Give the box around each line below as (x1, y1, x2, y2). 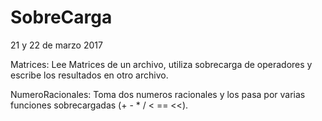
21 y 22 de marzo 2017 (10, 39, 103, 51)
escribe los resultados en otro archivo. (10, 69, 169, 81)
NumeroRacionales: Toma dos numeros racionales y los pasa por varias (10, 88, 306, 100)
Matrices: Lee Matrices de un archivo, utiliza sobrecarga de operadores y (10, 58, 313, 70)
